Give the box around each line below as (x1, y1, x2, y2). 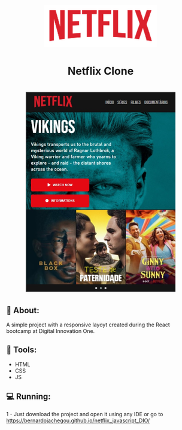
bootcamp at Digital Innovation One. (6, 327, 95, 334)
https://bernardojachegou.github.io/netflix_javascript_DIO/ (6, 417, 150, 424)
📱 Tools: (6, 345, 37, 355)
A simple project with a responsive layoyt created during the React (6, 321, 171, 328)
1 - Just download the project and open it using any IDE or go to (6, 410, 163, 417)
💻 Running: (6, 392, 51, 402)
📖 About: (6, 305, 40, 316)
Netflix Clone (67, 64, 134, 78)
